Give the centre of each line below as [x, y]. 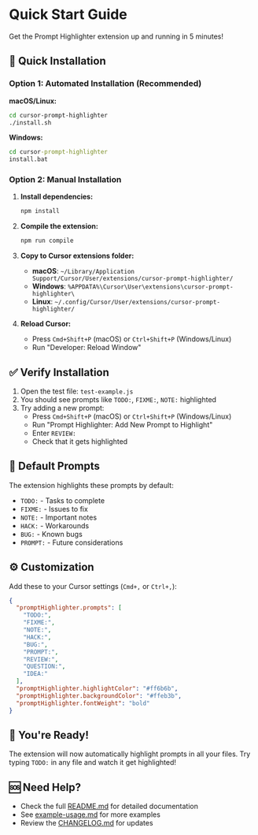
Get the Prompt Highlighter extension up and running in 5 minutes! [116, 36]
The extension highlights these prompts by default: [91, 485]
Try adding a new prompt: [62, 408]
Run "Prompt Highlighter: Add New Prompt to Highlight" [122, 424]
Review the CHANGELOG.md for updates [87, 823]
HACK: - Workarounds [55, 525]
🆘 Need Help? [45, 787]
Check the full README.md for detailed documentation [109, 807]
